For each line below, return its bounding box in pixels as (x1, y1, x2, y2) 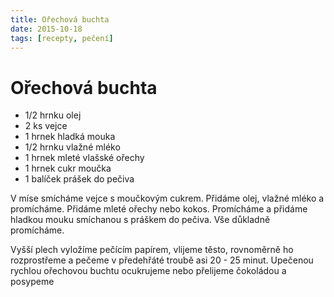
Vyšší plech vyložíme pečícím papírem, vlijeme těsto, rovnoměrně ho (10, 244, 294, 256)
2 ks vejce (24, 120, 68, 132)
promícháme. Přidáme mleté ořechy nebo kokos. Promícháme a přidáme (10, 203, 308, 215)
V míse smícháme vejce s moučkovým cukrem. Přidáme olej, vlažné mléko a (10, 192, 325, 205)
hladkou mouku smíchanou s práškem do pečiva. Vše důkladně (10, 214, 271, 226)
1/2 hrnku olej (24, 109, 82, 121)
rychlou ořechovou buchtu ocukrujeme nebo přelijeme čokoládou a (10, 265, 287, 277)
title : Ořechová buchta (10, 14, 110, 25)
